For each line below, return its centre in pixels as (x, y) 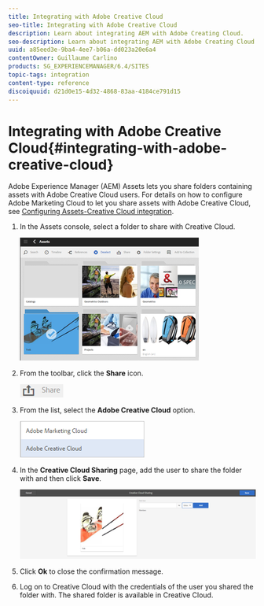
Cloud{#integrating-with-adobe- (118, 148)
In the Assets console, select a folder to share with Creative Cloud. (127, 227)
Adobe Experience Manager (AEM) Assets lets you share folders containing (130, 187)
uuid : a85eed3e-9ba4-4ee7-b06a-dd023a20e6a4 (82, 50)
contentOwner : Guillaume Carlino (63, 58)
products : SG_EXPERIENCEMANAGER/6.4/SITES (79, 67)
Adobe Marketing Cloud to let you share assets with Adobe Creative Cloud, (130, 203)
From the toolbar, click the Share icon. (81, 373)
